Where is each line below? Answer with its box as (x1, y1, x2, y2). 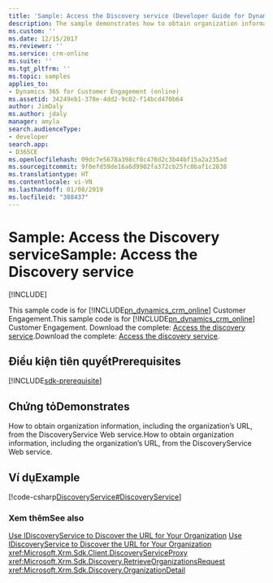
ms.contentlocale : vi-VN (8, 178, 93, 187)
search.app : (8, 140, 49, 149)
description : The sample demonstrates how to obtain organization (8, 19, 238, 28)
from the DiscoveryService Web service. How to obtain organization (8, 430, 234, 439)
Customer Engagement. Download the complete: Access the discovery (8, 322, 246, 332)
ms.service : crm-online (8, 50, 89, 58)
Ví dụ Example (8, 470, 80, 484)
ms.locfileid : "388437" (8, 192, 89, 201)
